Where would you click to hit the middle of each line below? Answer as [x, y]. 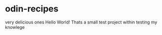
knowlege [15, 27]
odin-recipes [32, 9]
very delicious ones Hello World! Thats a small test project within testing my [81, 22]
